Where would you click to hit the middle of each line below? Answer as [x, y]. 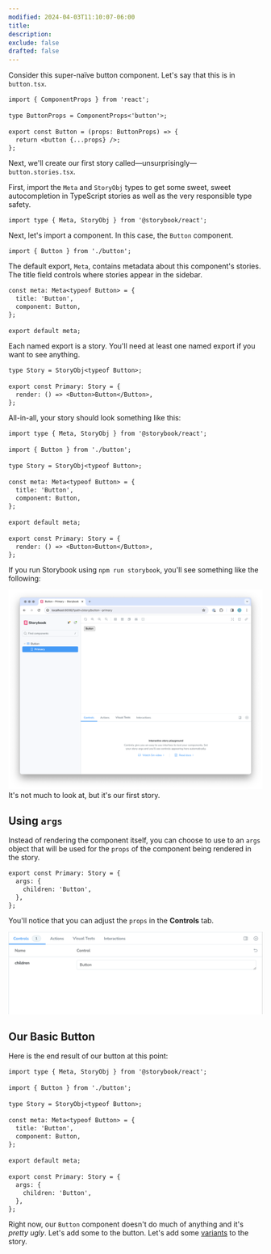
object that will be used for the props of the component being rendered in [130, 849]
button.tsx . [27, 84]
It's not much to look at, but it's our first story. [84, 796]
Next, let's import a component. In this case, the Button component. [121, 235]
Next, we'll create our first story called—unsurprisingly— [103, 163]
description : [30, 34]
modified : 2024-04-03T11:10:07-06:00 [72, 17]
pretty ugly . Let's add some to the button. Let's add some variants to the [129, 1233]
